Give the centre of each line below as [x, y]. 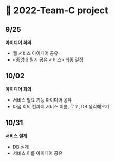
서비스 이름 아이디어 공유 [37, 153]
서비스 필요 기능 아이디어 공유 [42, 100]
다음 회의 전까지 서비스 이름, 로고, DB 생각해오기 [61, 106]
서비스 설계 [16, 136]
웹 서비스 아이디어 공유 [35, 53]
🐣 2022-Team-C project [57, 11]
